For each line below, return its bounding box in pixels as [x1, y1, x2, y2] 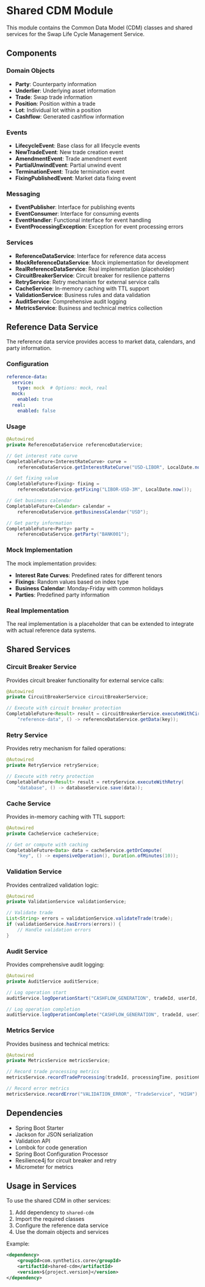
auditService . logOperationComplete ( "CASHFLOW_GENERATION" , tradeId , [6, 1012, 184, 1018]
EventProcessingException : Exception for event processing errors [15, 223, 184, 230]
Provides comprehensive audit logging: [6, 961, 105, 969]
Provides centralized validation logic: [6, 881, 99, 889]
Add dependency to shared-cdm [15, 1209, 95, 1216]
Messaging [6, 189, 41, 198]
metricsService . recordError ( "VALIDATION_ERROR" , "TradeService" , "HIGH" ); [6, 1091, 201, 1097]
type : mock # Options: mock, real [17, 385, 108, 391]
